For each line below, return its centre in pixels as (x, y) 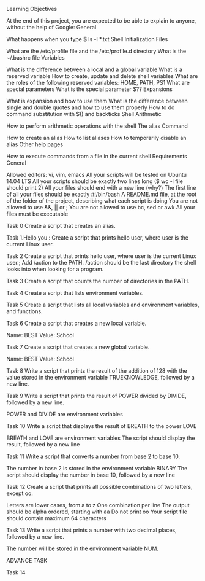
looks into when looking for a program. (55, 269)
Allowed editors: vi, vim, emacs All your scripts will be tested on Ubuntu (97, 175)
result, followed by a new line (43, 444)
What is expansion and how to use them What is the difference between (97, 101)
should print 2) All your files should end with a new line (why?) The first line (101, 188)
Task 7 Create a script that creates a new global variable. (78, 347)
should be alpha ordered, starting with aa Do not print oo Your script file (97, 512)
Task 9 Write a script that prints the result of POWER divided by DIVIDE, (96, 396)
